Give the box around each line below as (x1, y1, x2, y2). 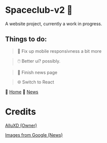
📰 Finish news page (17, 69, 58, 75)
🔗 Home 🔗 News (5, 89, 39, 95)
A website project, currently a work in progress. (5, 21, 103, 27)
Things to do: (5, 35, 47, 43)
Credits (5, 106, 36, 117)
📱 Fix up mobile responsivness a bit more (17, 48, 102, 54)
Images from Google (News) (5, 132, 63, 138)
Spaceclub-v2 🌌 (5, 4, 73, 16)
